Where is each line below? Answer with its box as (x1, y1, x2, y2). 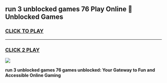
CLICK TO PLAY (5, 28, 44, 35)
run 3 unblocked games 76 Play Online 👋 (5, 5, 133, 13)
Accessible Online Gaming (5, 72, 61, 78)
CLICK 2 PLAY (5, 46, 40, 53)
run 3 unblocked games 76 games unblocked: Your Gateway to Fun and (5, 67, 155, 73)
